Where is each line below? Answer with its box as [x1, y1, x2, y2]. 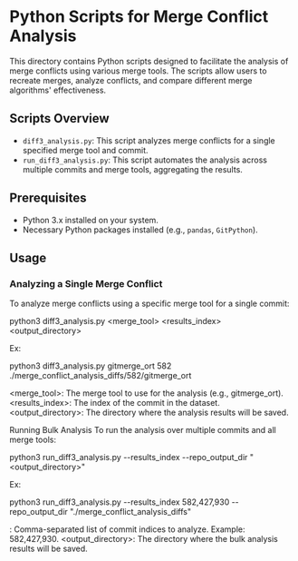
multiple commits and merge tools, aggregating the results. [22, 163, 243, 174]
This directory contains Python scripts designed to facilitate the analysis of [9, 55, 289, 66]
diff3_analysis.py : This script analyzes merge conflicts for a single [22, 134, 276, 146]
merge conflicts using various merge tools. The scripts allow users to [9, 65, 267, 76]
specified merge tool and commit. [22, 144, 149, 155]
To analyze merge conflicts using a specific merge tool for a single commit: [9, 298, 290, 310]
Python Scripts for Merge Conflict [9, 6, 269, 27]
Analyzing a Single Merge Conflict [9, 277, 163, 290]
